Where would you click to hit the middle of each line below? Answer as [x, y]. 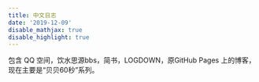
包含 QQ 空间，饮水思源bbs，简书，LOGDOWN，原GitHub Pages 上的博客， [132, 60]
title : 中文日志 [32, 15]
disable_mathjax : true [45, 30]
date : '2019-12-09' [40, 23]
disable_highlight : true [49, 37]
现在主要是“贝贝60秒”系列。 [54, 70]
